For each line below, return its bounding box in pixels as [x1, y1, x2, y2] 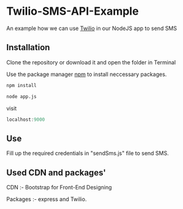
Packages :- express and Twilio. [6, 196, 87, 203]
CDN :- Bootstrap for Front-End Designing [6, 184, 112, 191]
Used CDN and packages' [6, 167, 106, 178]
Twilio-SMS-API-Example [6, 4, 139, 18]
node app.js [6, 93, 37, 99]
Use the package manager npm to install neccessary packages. [6, 70, 167, 78]
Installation [6, 42, 50, 53]
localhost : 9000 [6, 116, 45, 123]
